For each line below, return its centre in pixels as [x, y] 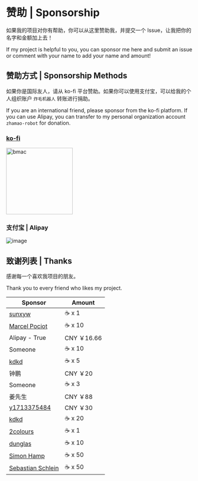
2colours [22, 431]
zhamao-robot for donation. [38, 123]
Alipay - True [27, 338]
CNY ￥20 [79, 373]
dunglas [20, 443]
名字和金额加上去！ [30, 37]
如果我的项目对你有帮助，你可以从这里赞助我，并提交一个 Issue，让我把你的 [99, 30]
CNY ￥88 [79, 397]
